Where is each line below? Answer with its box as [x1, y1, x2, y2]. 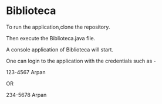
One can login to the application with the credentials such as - [6, 57, 157, 64]
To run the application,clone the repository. [6, 23, 110, 30]
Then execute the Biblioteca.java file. [6, 34, 96, 41]
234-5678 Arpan [6, 91, 47, 98]
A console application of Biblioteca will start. [6, 46, 113, 53]
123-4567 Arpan [6, 68, 46, 75]
